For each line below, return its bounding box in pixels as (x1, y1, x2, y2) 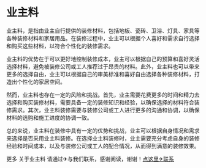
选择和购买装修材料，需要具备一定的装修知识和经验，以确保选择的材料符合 (6, 98, 194, 106)
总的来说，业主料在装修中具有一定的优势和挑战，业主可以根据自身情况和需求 (6, 126, 200, 134)
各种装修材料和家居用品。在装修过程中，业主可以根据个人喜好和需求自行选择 (6, 34, 200, 42)
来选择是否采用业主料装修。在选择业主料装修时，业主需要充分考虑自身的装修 (6, 134, 200, 142)
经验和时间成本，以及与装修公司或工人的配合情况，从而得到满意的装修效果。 (6, 142, 200, 150)
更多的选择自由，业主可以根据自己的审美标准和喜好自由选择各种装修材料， (6, 70, 194, 78)
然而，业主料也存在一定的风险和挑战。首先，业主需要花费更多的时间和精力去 (6, 91, 200, 98)
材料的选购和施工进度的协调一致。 (6, 114, 93, 121)
